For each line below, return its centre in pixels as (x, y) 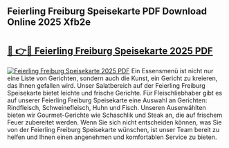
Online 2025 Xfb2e (49, 22)
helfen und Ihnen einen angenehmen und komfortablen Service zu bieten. (112, 137)
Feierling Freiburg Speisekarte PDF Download (107, 11)
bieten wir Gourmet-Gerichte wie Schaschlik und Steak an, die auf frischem (115, 115)
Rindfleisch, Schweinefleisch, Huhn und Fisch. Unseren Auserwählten (107, 108)
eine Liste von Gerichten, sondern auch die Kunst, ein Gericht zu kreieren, (112, 78)
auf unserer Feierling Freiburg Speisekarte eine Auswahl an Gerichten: (107, 100)
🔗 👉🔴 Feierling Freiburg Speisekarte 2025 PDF (110, 51)
